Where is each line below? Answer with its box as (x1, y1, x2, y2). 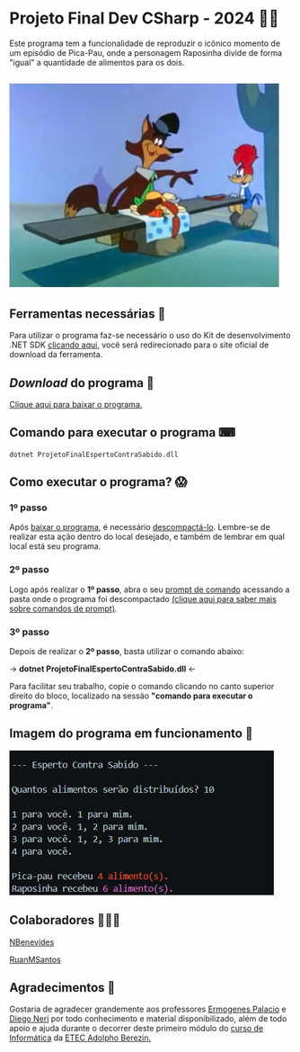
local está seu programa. (9, 541, 101, 552)
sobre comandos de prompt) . (9, 603, 118, 614)
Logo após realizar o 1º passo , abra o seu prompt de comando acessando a (9, 584, 290, 595)
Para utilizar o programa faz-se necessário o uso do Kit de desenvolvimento (9, 330, 291, 341)
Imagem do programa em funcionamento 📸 (9, 726, 253, 742)
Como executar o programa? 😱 (9, 474, 188, 490)
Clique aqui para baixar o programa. (9, 399, 143, 409)
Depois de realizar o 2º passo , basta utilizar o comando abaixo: (9, 646, 244, 657)
